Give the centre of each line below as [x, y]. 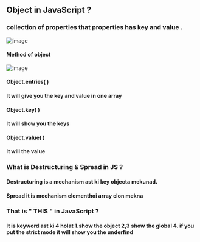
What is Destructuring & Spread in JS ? [65, 167]
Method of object [29, 55]
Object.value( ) [26, 137]
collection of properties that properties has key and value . [95, 27]
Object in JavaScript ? [49, 10]
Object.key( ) [23, 109]
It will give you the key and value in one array [64, 96]
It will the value [26, 151]
